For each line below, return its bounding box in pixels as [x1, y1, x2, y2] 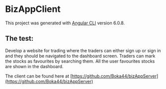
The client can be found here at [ [5, 73, 72, 79]
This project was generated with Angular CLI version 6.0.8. [5, 20, 125, 26]
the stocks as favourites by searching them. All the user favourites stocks [5, 58, 155, 64]
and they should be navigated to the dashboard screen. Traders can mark [5, 53, 156, 59]
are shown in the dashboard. [5, 63, 63, 69]
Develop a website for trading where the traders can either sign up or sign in [5, 47, 161, 53]
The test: [5, 34, 34, 43]
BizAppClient [5, 3, 61, 15]
